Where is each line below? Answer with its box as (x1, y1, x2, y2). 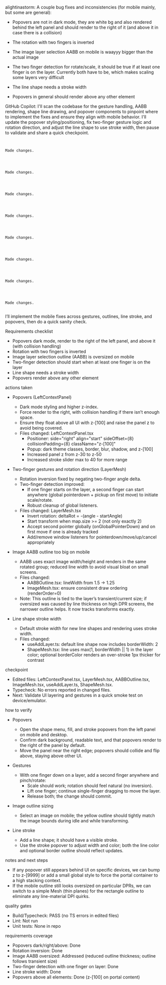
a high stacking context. (12, 878, 62, 883)
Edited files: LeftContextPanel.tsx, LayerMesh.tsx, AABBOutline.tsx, (12, 676, 150, 682)
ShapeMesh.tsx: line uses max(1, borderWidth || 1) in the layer (27, 646, 154, 652)
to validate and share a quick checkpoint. (5, 130, 89, 136)
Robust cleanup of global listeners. (27, 502, 98, 508)
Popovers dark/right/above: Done (12, 942, 81, 948)
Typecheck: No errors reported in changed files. (12, 687, 111, 693)
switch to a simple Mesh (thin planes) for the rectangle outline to (12, 888, 144, 894)
